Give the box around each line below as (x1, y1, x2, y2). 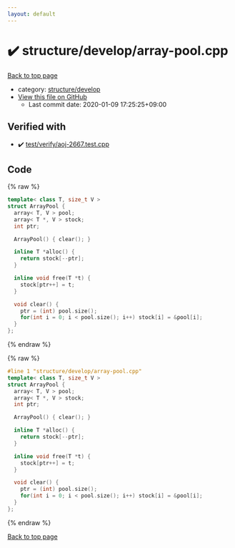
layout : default (7, 10, 56, 18)
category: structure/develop (17, 85, 101, 93)
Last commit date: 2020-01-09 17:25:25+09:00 (28, 100, 167, 108)
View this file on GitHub (17, 92, 88, 101)
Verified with (7, 121, 66, 133)
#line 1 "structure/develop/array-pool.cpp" (7, 368, 142, 375)
